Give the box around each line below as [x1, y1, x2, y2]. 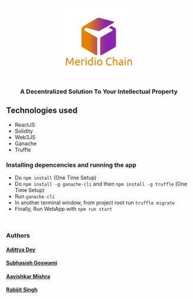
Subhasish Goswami [6, 260, 58, 267]
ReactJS [14, 121, 35, 128]
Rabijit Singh [6, 286, 38, 293]
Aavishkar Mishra [6, 273, 51, 280]
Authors [6, 231, 31, 239]
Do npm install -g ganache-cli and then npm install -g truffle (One [14, 180, 187, 187]
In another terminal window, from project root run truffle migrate [14, 199, 175, 206]
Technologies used [6, 106, 78, 116]
